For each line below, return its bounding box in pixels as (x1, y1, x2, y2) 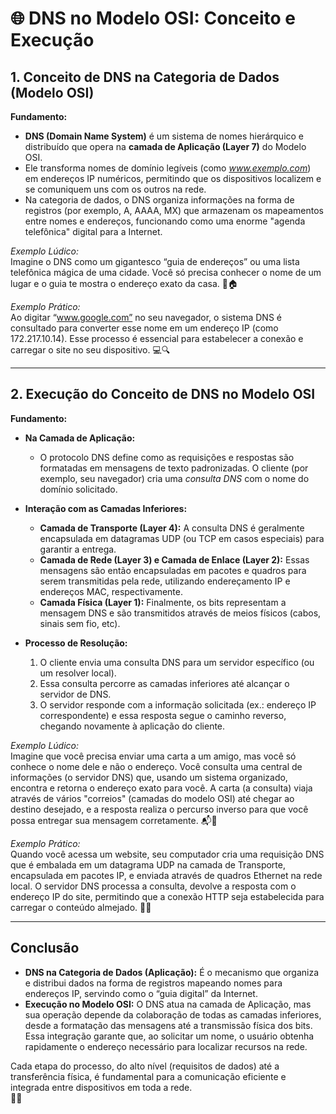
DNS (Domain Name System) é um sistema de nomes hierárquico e (24, 130, 305, 142)
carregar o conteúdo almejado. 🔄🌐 (10, 901, 152, 913)
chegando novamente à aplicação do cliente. (39, 720, 226, 732)
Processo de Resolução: (24, 637, 128, 649)
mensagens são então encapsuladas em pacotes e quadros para (39, 564, 307, 576)
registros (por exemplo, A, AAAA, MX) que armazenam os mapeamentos (24, 205, 324, 216)
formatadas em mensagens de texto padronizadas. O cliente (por (39, 462, 309, 474)
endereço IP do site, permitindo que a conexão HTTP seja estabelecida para (10, 890, 325, 902)
